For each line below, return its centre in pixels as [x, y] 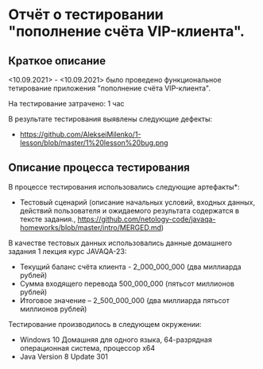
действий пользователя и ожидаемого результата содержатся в [130, 210]
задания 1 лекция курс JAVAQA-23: [68, 251]
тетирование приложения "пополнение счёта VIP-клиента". [109, 88]
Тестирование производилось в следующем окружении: [105, 324]
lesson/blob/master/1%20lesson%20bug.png [94, 143]
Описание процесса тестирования [99, 168]
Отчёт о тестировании [86, 15]
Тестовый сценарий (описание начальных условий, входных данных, [137, 202]
